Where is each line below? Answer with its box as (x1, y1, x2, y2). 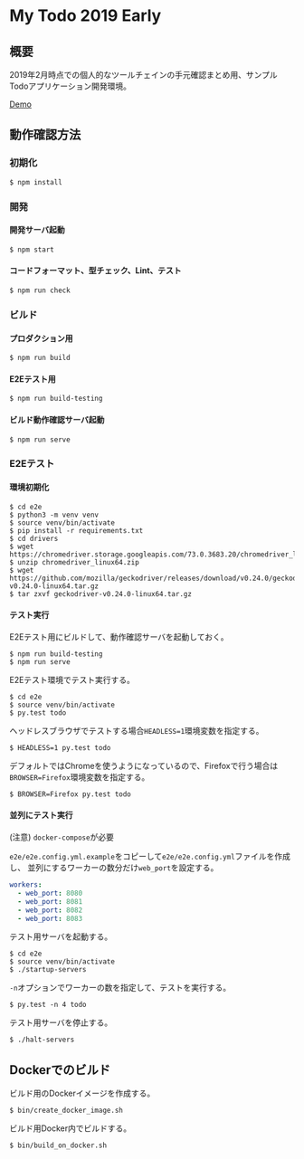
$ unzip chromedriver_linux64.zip (9, 557, 140, 566)
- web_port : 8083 (17, 914, 83, 923)
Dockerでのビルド (9, 1062, 111, 1078)
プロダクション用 (9, 332, 73, 344)
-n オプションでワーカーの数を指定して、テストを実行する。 (9, 983, 232, 993)
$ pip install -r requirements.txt (9, 526, 144, 535)
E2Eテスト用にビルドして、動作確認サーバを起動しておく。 (9, 631, 229, 642)
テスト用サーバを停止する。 (9, 1017, 113, 1028)
